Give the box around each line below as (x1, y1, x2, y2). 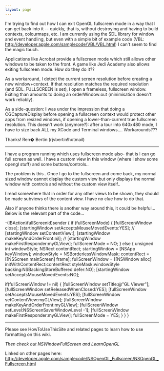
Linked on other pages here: (5, 350, 62, 356)
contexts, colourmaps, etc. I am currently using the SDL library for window (5, 31, 155, 37)
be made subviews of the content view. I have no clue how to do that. (5, 196, 145, 202)
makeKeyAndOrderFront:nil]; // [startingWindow (5, 235, 101, 241)
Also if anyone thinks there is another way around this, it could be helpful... (5, 205, 156, 211)
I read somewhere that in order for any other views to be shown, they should (5, 190, 159, 196)
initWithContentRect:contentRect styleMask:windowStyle (5, 261, 120, 267)
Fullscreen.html (5, 361, 36, 367)
